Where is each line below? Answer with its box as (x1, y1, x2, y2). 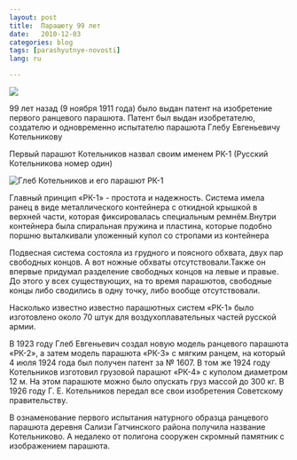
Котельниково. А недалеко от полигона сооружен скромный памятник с (9, 432, 285, 441)
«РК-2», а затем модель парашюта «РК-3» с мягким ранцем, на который (9, 348, 286, 358)
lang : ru (9, 54, 42, 63)
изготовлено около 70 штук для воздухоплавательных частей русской (9, 312, 277, 322)
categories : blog (9, 37, 74, 47)
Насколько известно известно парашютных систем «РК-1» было (9, 303, 254, 313)
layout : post (9, 12, 58, 22)
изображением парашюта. (9, 440, 111, 451)
